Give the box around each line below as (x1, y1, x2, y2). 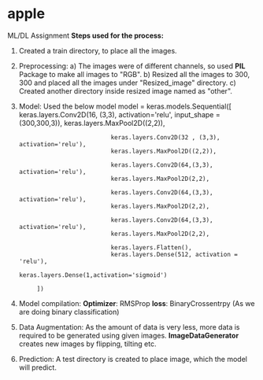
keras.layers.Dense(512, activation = (110, 250, 238, 258)
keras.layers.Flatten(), (110, 243, 192, 252)
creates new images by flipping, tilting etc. (18, 339, 157, 349)
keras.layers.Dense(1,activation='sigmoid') (18, 271, 168, 279)
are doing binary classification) (18, 307, 120, 316)
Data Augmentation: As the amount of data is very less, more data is (18, 322, 241, 331)
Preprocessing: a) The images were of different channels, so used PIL (18, 61, 246, 71)
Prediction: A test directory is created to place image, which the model (18, 354, 247, 363)
